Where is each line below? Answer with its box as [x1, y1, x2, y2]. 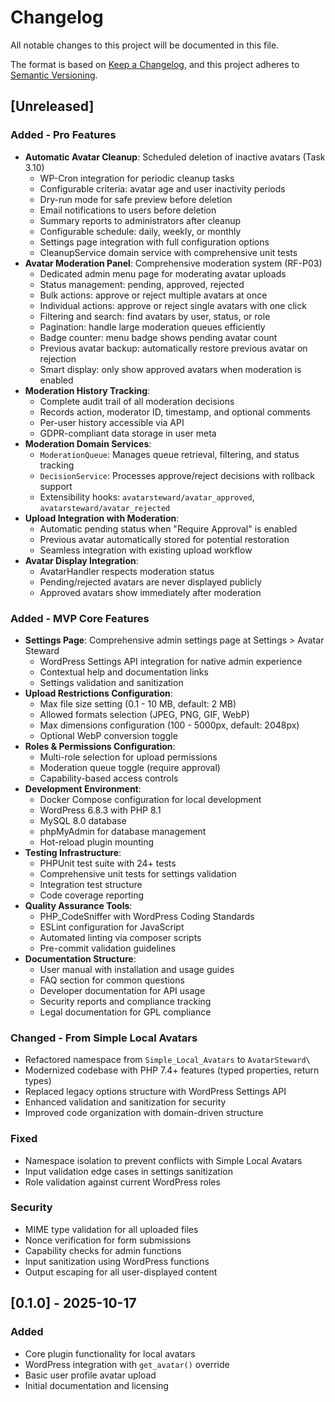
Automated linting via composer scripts [39, 931, 202, 943]
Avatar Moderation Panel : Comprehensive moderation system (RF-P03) [24, 257, 323, 269]
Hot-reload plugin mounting [39, 836, 155, 848]
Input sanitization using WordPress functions [24, 1255, 210, 1267]
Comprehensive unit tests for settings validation [39, 867, 237, 880]
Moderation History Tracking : [24, 384, 151, 396]
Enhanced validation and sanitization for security [24, 1096, 227, 1108]
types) [24, 1075, 52, 1087]
